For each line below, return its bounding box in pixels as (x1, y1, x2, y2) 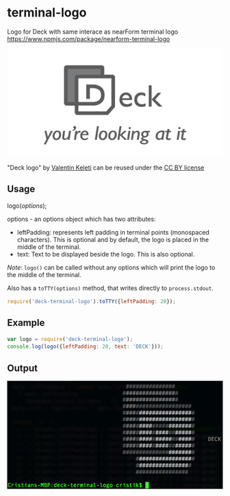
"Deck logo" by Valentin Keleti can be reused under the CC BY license (7, 163, 205, 172)
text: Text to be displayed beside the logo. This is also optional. (16, 250, 195, 258)
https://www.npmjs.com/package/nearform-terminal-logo (7, 34, 170, 43)
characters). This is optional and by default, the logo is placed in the (16, 235, 209, 244)
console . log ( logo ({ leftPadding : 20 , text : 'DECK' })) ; (7, 343, 164, 351)
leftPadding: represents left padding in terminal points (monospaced (16, 228, 210, 236)
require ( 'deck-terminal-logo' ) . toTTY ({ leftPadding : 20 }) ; (7, 298, 176, 305)
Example (7, 317, 45, 329)
